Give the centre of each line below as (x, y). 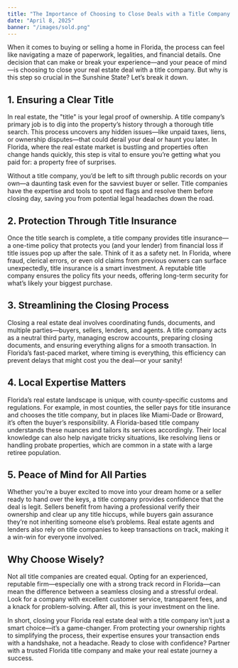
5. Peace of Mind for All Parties (77, 475)
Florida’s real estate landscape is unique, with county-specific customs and (118, 400)
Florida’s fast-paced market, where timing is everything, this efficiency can (117, 353)
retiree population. (34, 452)
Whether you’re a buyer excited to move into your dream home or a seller (114, 492)
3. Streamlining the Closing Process (88, 306)
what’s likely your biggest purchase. (60, 283)
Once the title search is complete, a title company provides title (100, 238)
